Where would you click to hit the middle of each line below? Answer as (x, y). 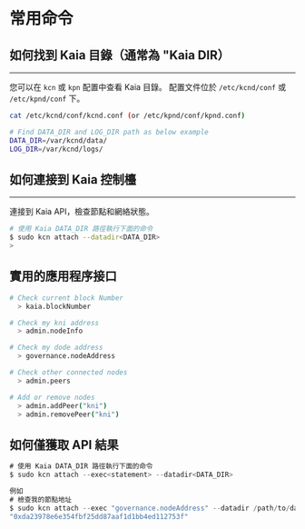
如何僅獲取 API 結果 (64, 445)
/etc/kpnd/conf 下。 (47, 98)
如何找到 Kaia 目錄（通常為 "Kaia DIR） (119, 55)
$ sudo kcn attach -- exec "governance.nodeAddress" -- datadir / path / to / (150, 508)
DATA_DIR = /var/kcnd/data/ (58, 140)
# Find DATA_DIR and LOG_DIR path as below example (109, 132)
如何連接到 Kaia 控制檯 (73, 180)
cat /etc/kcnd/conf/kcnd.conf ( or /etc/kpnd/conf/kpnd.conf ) (128, 115)
